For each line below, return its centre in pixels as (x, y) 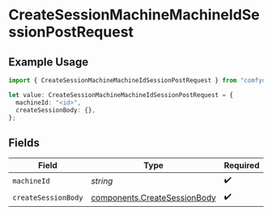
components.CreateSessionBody (153, 197)
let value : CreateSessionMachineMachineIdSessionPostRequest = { (121, 95)
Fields (24, 143)
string (102, 181)
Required (242, 166)
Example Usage (49, 62)
